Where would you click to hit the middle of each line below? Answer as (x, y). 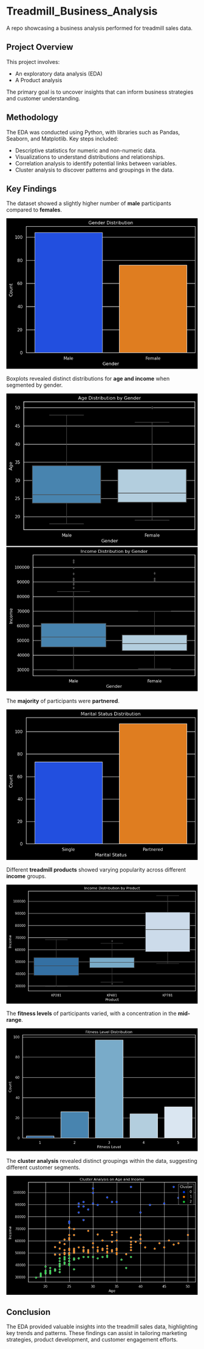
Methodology (32, 118)
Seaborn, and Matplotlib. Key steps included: (62, 139)
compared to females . (34, 210)
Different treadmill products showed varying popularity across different (96, 869)
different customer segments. (43, 1167)
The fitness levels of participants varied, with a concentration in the (92, 1013)
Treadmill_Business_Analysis (82, 11)
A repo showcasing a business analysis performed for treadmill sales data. (100, 28)
